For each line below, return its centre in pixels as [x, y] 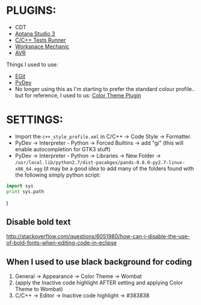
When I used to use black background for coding [99, 262]
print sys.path [25, 191]
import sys [20, 186]
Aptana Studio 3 [35, 33]
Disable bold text [39, 222]
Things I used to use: [32, 64]
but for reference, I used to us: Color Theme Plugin [78, 95]
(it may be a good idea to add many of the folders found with [119, 168]
